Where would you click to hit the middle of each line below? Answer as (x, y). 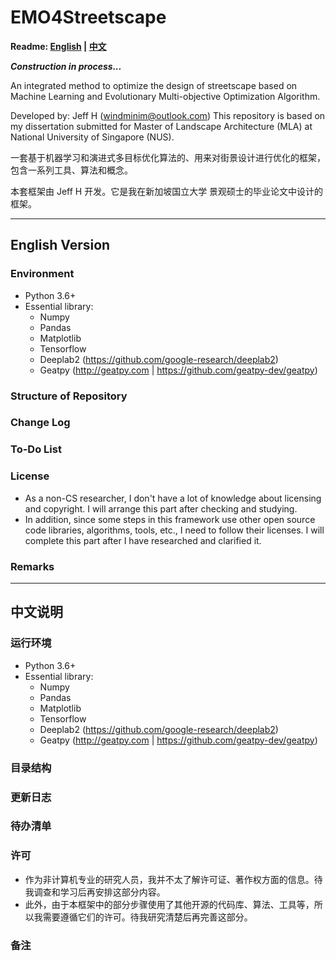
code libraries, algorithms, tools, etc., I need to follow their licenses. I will (174, 530)
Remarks (32, 566)
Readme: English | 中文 (58, 46)
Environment (42, 274)
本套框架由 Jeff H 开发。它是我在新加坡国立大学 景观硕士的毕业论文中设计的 (167, 191)
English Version (60, 245)
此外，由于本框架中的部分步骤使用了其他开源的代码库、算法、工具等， (169, 904)
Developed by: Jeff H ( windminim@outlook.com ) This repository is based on (168, 115)
